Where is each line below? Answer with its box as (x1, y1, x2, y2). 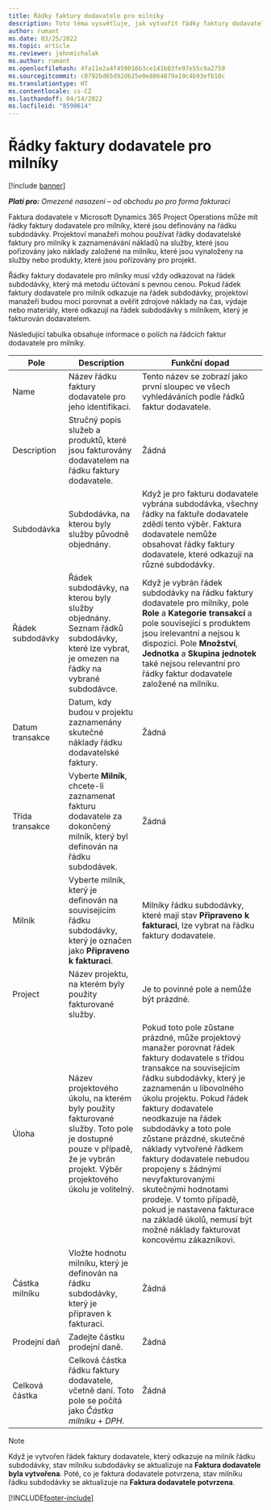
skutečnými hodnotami (142, 1184, 228, 1195)
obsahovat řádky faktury (142, 539, 236, 550)
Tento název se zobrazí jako (142, 371, 248, 383)
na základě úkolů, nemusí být (142, 1214, 252, 1225)
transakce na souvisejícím (142, 1063, 240, 1074)
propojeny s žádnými (142, 1164, 222, 1175)
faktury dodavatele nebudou (142, 1153, 250, 1165)
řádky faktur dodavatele (142, 668, 232, 679)
